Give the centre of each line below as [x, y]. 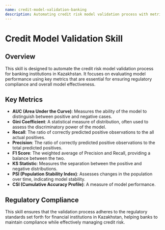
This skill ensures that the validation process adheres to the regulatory [76, 212]
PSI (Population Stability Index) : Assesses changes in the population [82, 174]
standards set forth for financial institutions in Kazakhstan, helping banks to [82, 217]
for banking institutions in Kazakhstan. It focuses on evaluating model [75, 74]
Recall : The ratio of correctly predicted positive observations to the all [83, 132]
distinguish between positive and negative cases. [62, 116]
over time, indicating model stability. [49, 179]
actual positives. [29, 138]
